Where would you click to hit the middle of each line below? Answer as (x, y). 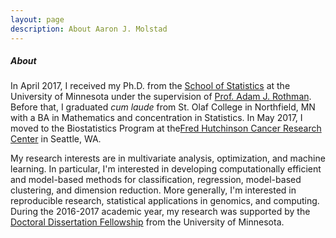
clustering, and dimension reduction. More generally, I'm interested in (153, 190)
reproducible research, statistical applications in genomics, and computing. (165, 201)
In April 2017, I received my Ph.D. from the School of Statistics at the (150, 86)
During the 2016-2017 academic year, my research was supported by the (160, 212)
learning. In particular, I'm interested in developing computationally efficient (166, 169)
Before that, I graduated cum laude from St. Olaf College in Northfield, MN (163, 107)
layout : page (37, 19)
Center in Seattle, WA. (56, 139)
